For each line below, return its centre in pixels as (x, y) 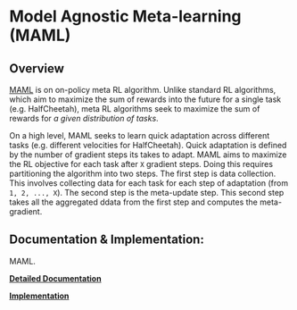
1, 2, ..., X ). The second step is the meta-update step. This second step (147, 193)
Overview (37, 68)
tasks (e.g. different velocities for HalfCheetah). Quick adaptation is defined (148, 145)
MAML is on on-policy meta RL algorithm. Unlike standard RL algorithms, (143, 90)
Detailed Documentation (55, 278)
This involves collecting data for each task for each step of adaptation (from (148, 183)
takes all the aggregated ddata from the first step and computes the (134, 202)
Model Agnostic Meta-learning (126, 17)
